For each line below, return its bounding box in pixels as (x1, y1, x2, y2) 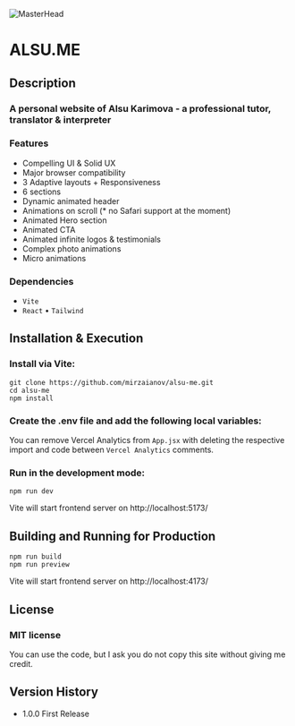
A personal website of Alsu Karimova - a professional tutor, (9, 102, 272, 115)
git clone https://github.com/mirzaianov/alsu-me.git (9, 378, 215, 387)
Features (9, 137, 49, 149)
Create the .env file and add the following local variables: (9, 414, 262, 427)
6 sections (21, 186, 61, 197)
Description (9, 75, 76, 90)
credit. (9, 658, 33, 669)
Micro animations (21, 252, 87, 263)
